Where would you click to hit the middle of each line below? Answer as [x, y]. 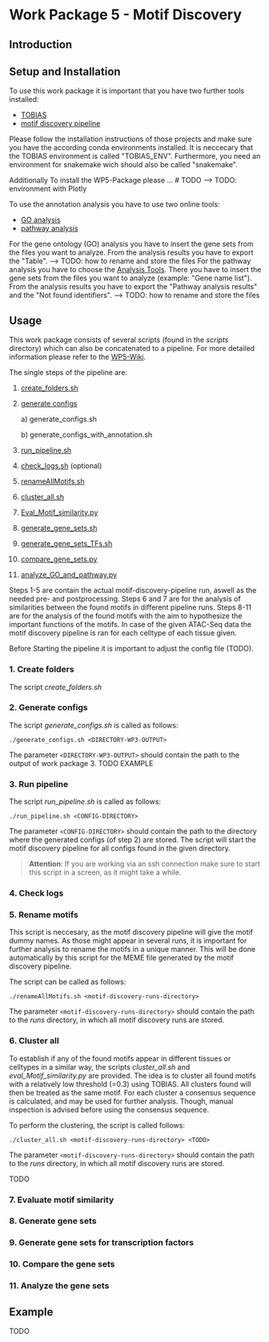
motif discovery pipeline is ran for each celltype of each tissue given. [123, 633]
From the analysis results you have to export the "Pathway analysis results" [133, 287]
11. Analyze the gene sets [59, 1286]
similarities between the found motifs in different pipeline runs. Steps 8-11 [130, 607]
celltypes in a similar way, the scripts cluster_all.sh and [100, 1067]
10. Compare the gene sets [62, 1264]
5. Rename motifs [44, 915]
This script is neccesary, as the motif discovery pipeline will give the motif [131, 932]
